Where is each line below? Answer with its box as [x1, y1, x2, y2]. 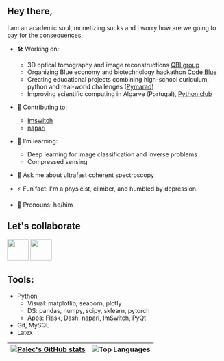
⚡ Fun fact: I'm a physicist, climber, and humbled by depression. [16, 185, 198, 193]
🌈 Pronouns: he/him [16, 200, 73, 209]
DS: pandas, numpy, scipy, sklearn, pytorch [27, 307, 150, 315]
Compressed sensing [27, 157, 88, 165]
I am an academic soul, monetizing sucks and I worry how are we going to [7, 23, 216, 32]
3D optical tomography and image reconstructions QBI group [27, 60, 200, 69]
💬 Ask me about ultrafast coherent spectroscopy [16, 171, 154, 179]
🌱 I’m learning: [16, 137, 58, 145]
